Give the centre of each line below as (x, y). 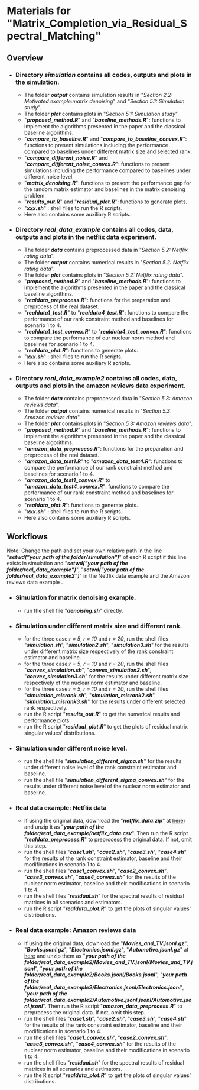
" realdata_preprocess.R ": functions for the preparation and (97, 300)
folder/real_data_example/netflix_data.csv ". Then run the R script (106, 833)
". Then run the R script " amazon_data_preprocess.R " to (112, 1006)
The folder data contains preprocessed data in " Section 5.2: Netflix (106, 250)
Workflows (27, 536)
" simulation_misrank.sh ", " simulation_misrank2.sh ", (90, 695)
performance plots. (48, 720)
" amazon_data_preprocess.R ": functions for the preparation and (104, 449)
